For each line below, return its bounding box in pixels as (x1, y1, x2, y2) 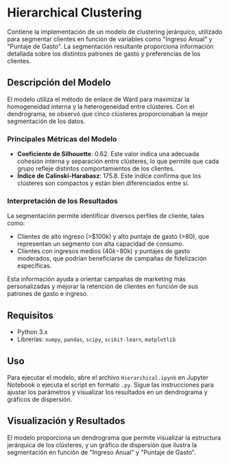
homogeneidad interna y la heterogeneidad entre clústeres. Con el (7, 102, 195, 111)
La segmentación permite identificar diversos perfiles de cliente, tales (7, 212, 204, 220)
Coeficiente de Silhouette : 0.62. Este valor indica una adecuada (16, 150, 200, 158)
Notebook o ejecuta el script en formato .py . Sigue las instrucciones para (7, 380, 214, 389)
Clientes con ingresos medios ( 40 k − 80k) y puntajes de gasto (16, 247, 191, 255)
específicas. (16, 261, 52, 270)
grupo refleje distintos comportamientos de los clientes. (16, 164, 175, 173)
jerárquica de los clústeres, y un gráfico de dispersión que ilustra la (7, 440, 197, 449)
